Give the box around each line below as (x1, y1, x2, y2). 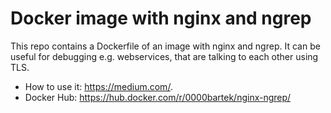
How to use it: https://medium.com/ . (24, 80, 173, 92)
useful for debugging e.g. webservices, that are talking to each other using (10, 50, 319, 62)
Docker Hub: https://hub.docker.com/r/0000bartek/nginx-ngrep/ (24, 91, 292, 103)
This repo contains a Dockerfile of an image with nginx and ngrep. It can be (10, 40, 321, 52)
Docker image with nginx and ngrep (10, 7, 312, 30)
